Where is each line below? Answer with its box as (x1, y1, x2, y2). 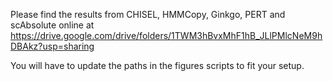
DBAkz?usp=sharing (10, 40, 95, 52)
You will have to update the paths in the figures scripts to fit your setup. (10, 60, 305, 71)
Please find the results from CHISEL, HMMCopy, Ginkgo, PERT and (10, 9, 286, 20)
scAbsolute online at (10, 19, 95, 31)
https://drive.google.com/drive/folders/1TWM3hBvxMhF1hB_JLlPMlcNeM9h (10, 30, 323, 41)
